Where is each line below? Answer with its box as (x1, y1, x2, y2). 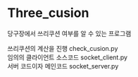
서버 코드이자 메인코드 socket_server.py (7, 61, 119, 70)
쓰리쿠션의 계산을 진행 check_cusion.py (7, 44, 118, 52)
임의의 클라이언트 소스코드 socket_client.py (7, 53, 128, 61)
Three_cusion (7, 5, 89, 21)
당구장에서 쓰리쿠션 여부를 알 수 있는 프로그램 (7, 29, 132, 37)
